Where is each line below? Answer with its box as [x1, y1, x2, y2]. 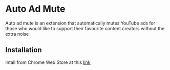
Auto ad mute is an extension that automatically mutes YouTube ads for [5, 20, 155, 26]
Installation [5, 45, 42, 54]
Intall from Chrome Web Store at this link [5, 59, 91, 65]
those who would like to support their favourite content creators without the [5, 25, 165, 31]
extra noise [5, 31, 29, 37]
